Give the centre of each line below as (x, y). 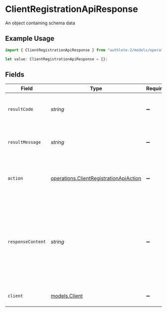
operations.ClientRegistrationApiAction (96, 179)
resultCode (20, 109)
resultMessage (24, 142)
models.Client (67, 296)
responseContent (27, 242)
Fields (15, 74)
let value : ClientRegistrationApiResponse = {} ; (56, 59)
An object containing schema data (40, 23)
